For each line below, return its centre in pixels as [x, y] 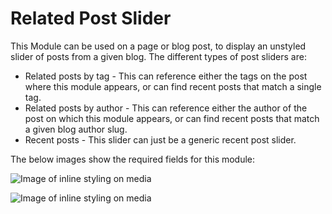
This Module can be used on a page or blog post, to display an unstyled [158, 46]
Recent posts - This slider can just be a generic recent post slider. [160, 139]
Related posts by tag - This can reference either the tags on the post [166, 76]
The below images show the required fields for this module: [133, 159]
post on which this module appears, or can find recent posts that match [172, 118]
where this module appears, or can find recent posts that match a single [173, 86]
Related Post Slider [91, 18]
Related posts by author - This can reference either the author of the [166, 108]
